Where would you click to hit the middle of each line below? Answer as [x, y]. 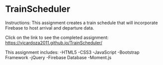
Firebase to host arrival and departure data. [50, 28]
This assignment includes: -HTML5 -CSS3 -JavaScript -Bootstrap [72, 52]
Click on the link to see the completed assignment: [57, 37]
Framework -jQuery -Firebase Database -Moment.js [58, 57]
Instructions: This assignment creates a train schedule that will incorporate [81, 23]
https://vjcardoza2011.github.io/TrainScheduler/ [54, 42]
